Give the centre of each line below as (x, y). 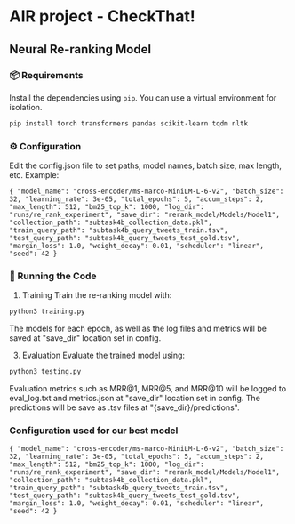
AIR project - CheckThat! (102, 16)
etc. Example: (34, 175)
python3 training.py (48, 312)
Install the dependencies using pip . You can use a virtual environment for (143, 97)
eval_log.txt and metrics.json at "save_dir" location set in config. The (135, 399)
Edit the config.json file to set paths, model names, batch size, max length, (146, 165)
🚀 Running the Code (53, 276)
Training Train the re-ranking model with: (97, 295)
